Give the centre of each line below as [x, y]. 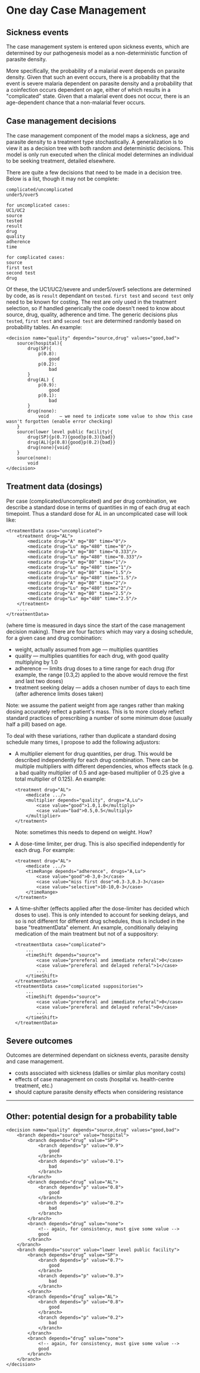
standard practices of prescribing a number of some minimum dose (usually [99, 717]
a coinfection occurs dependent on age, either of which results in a [88, 90]
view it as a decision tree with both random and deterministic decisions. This [100, 148]
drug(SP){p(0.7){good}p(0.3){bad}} [72, 437]
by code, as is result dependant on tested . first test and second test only [100, 295]
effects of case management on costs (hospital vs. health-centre [94, 1079]
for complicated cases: [36, 257]
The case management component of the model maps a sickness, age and [98, 135]
